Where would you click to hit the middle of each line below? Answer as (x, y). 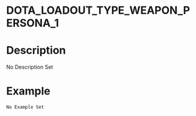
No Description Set (30, 67)
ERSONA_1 (32, 23)
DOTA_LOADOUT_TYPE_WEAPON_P (98, 10)
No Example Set (25, 107)
